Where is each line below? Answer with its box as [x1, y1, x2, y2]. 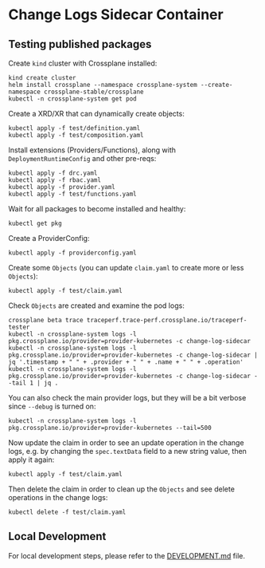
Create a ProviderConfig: [8, 234, 90, 243]
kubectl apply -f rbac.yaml [8, 176, 102, 184]
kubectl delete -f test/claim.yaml [8, 508, 127, 516]
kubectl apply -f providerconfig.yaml [8, 249, 137, 257]
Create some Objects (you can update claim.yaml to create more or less [8, 263, 244, 272]
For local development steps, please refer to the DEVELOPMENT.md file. [8, 550, 245, 560]
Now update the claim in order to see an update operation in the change [8, 438, 244, 448]
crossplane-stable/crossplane [43, 88, 145, 96]
